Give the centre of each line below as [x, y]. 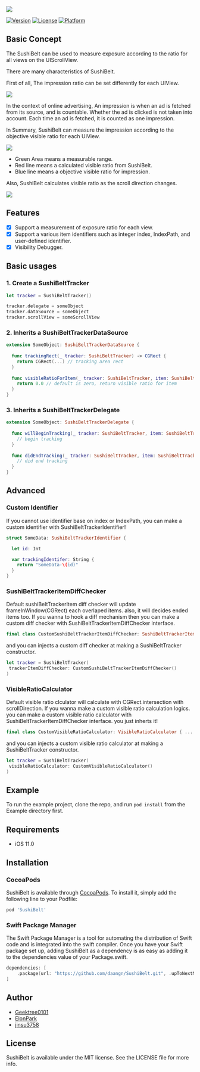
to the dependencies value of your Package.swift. [67, 957]
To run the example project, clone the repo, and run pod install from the [96, 805]
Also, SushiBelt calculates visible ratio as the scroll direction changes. [92, 183]
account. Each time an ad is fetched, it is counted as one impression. [90, 118]
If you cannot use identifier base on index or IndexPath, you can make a [94, 521]
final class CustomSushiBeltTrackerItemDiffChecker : [73, 634]
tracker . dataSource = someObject [48, 312]
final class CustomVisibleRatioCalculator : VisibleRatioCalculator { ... [100, 732]
